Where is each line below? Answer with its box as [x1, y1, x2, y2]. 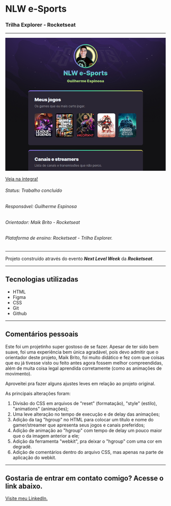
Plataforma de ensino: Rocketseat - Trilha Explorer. [5, 235, 113, 241]
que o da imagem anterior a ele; [12, 433, 80, 439]
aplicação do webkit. [12, 454, 56, 461]
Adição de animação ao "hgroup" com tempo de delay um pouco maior [12, 427, 162, 434]
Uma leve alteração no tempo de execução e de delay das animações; [12, 411, 160, 417]
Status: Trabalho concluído [5, 187, 63, 194]
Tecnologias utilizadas [5, 275, 78, 284]
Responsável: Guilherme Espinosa [5, 204, 77, 210]
